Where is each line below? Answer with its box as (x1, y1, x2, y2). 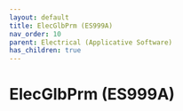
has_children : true (9, 46, 82, 55)
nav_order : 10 (9, 29, 62, 38)
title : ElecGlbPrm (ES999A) (9, 21, 114, 30)
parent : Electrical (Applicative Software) (9, 37, 173, 47)
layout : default (9, 12, 69, 22)
